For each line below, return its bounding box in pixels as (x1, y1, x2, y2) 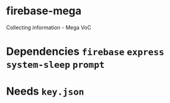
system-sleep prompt (6, 60, 105, 71)
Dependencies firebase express (6, 45, 165, 58)
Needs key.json (6, 85, 84, 98)
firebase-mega (6, 4, 82, 18)
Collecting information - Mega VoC (6, 24, 92, 31)
